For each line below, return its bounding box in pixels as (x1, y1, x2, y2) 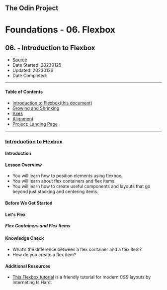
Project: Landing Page (12, 121, 58, 127)
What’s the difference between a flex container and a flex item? (12, 246, 142, 253)
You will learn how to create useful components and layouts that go (12, 184, 151, 190)
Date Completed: (12, 73, 47, 79)
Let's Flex (5, 211, 26, 217)
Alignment (12, 115, 34, 121)
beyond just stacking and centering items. (12, 189, 98, 194)
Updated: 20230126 (12, 67, 54, 74)
